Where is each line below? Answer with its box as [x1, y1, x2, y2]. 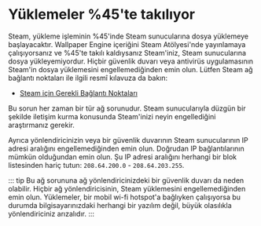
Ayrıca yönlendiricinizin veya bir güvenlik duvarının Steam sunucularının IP [8, 135, 249, 144]
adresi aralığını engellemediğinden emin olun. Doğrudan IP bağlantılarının [8, 144, 245, 153]
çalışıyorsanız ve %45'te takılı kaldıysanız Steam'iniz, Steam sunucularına [8, 48, 246, 57]
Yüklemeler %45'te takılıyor [8, 5, 195, 24]
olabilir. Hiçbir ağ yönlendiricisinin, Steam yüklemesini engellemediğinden [8, 184, 246, 193]
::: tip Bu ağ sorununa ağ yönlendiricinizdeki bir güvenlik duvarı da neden [8, 175, 244, 185]
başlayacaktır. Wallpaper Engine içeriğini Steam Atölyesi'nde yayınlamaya [8, 39, 246, 49]
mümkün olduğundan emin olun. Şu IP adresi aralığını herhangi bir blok [8, 151, 237, 162]
